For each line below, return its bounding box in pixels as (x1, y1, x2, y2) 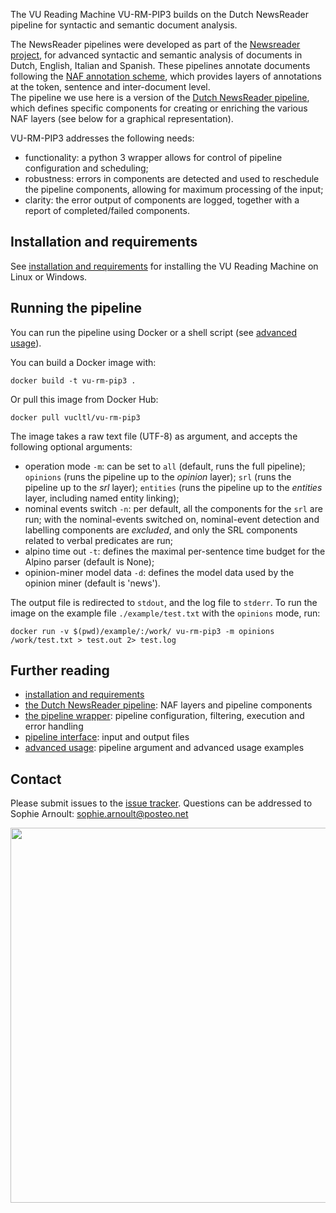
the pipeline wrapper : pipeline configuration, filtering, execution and (24, 710, 305, 722)
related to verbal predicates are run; (24, 534, 173, 546)
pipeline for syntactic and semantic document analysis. (10, 19, 238, 31)
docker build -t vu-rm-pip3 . (10, 375, 137, 386)
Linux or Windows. (10, 270, 88, 283)
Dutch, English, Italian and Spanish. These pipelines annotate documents (10, 60, 311, 71)
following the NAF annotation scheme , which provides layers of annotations (10, 70, 322, 82)
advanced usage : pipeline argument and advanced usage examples (24, 742, 305, 754)
